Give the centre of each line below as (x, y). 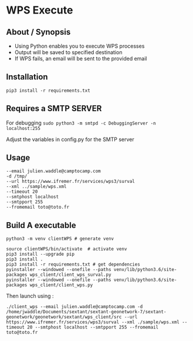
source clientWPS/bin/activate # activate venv (67, 249)
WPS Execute (40, 10)
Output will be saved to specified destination (68, 52)
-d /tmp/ (17, 176)
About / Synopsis (38, 32)
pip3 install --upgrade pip (40, 254)
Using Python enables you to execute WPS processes (79, 46)
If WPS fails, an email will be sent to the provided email (81, 58)
